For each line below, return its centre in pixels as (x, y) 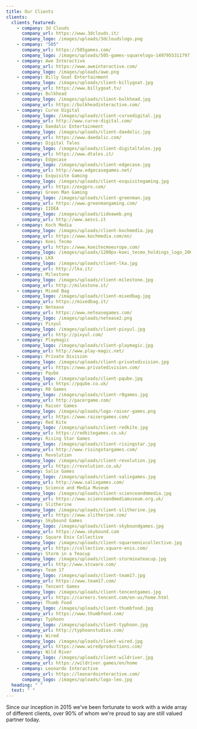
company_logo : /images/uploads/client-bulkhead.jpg (86, 99)
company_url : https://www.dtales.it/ (68, 154)
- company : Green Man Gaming (52, 192)
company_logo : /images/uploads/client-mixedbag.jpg (86, 296)
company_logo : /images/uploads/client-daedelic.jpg (86, 132)
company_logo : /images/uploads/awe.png (70, 72)
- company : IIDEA (38, 209)
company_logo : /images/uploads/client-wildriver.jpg (87, 658)
